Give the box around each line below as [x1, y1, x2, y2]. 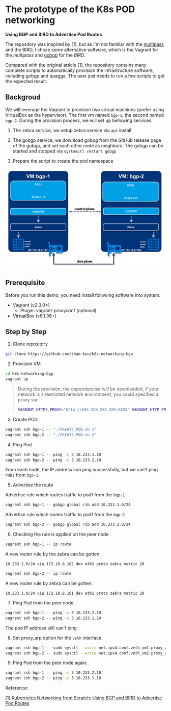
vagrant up [5, 376, 28, 382]
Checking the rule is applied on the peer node [12, 531, 109, 538]
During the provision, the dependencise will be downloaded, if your [17, 386, 159, 392]
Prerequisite [5, 278, 45, 287]
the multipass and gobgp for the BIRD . [5, 52, 85, 58]
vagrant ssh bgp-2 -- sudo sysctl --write [5, 650, 97, 656]
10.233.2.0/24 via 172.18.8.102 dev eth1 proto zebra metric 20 [5, 562, 145, 567]
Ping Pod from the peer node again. [12, 659, 88, 666]
